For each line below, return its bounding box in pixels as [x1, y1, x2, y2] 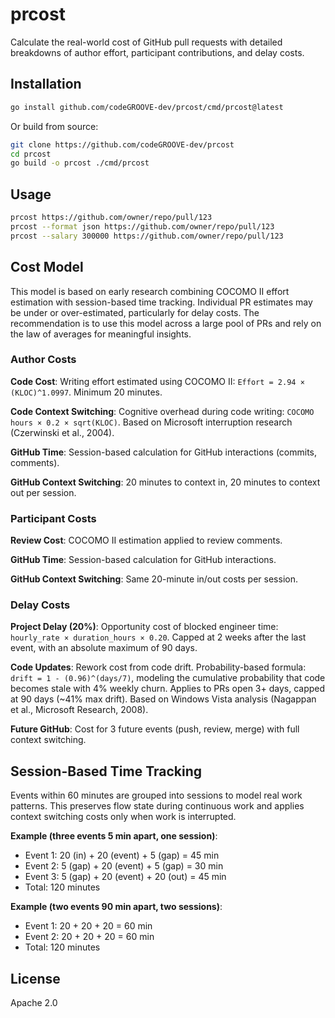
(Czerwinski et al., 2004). [10, 426, 115, 438]
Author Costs [10, 353, 77, 367]
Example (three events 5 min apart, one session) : [10, 830, 218, 842]
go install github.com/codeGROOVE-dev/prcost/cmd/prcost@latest [10, 102, 284, 112]
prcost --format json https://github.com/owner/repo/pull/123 [10, 221, 275, 232]
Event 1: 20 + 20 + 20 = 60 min [24, 920, 153, 932]
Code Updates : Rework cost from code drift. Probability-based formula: [10, 661, 307, 673]
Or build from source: [10, 120, 99, 132]
